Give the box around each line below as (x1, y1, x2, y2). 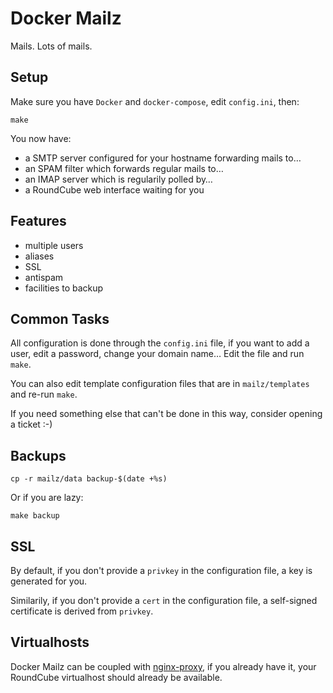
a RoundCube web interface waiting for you (24, 183, 205, 196)
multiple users (24, 239, 84, 251)
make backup (10, 511, 60, 521)
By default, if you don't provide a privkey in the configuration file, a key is (10, 565, 313, 576)
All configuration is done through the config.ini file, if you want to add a (10, 337, 310, 349)
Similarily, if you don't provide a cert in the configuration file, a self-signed (10, 595, 318, 606)
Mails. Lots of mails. (10, 40, 93, 52)
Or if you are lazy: (10, 492, 84, 504)
